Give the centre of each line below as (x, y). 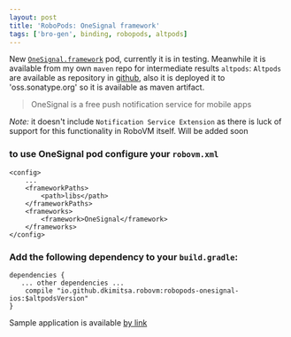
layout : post (33, 17)
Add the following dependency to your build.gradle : (124, 256)
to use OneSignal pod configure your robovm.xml (114, 154)
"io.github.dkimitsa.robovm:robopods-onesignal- (148, 290)
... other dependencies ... (73, 283)
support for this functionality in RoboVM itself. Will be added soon (129, 131)
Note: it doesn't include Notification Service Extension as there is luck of (145, 121)
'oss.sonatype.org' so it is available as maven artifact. (107, 87)
